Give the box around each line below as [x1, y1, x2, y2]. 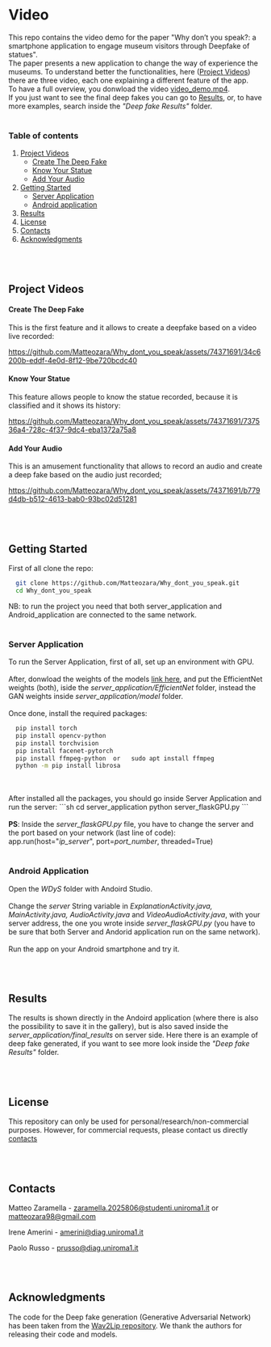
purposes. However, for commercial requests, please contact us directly [8, 1125, 248, 1135]
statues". [8, 49, 38, 59]
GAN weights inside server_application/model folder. [8, 692, 184, 701]
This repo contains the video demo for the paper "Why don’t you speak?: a [8, 32, 256, 42]
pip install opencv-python [15, 731, 106, 739]
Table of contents [8, 129, 79, 141]
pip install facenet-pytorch [15, 747, 114, 755]
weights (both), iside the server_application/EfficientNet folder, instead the [8, 683, 256, 693]
